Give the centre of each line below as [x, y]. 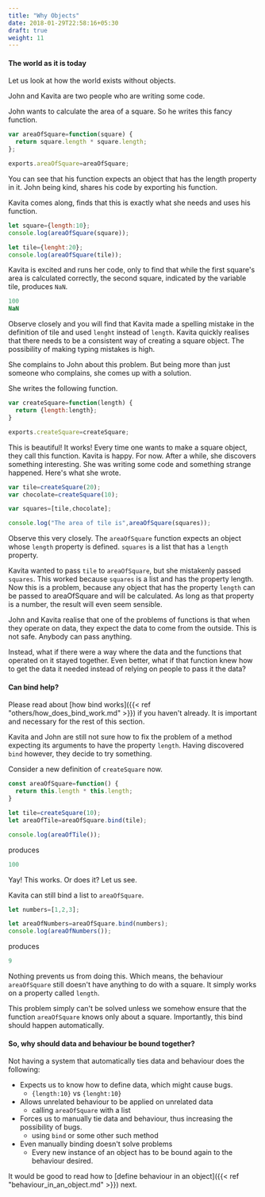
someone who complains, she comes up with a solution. [100, 373]
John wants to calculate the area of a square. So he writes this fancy [120, 111]
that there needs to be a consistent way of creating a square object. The [126, 341]
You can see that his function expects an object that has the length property [132, 179]
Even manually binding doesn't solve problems [96, 1144]
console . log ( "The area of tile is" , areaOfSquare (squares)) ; [110, 523]
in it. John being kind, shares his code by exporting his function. [113, 187]
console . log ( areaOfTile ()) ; [55, 835]
